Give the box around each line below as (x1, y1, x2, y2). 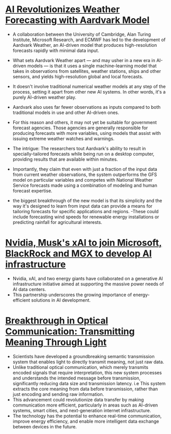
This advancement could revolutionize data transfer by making (12, 396, 144, 402)
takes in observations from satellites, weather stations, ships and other (12, 68, 161, 74)
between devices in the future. (12, 423, 77, 429)
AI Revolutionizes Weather (5, 4, 120, 15)
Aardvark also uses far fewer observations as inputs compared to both (12, 104, 161, 110)
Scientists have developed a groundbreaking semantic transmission (12, 353, 155, 359)
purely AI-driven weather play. (12, 94, 76, 100)
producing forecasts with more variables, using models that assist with (12, 130, 161, 136)
